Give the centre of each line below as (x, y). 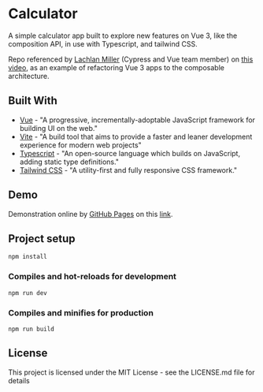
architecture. (29, 76)
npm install (28, 257)
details (19, 380)
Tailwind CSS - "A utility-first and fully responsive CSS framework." (128, 170)
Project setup (42, 239)
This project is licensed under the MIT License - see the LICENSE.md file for (131, 372)
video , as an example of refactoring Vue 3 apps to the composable (116, 67)
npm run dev (28, 293)
